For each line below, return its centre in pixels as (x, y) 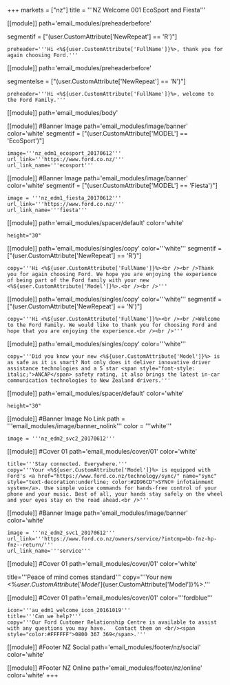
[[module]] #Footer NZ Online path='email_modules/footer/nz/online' (105, 668)
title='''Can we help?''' (44, 616)
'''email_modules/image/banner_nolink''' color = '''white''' (90, 426)
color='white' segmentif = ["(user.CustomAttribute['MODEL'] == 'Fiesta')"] (113, 186)
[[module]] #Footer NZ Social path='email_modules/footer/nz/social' (104, 647)
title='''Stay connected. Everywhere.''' (67, 464)
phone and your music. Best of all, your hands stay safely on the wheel (115, 494)
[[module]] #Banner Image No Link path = (66, 419)
